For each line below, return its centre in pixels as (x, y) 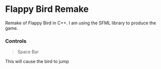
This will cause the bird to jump (37, 62)
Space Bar (28, 52)
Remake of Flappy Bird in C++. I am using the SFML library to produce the (81, 23)
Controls (16, 41)
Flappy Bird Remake (47, 9)
